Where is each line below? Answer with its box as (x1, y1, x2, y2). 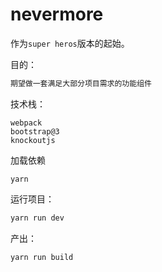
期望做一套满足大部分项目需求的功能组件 (10, 78, 152, 88)
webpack (10, 118, 43, 128)
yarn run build (10, 252, 74, 262)
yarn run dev (10, 213, 65, 223)
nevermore (10, 3, 104, 26)
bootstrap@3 (10, 126, 60, 137)
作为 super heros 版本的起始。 (10, 37, 130, 49)
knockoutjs (10, 135, 56, 145)
